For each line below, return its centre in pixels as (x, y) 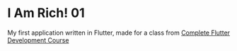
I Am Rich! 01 (46, 13)
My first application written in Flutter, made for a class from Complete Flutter (119, 33)
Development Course (38, 40)
